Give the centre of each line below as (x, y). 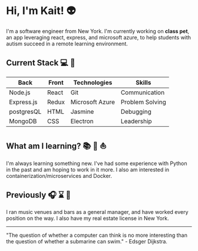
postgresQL (25, 111)
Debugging (136, 111)
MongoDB (23, 121)
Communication (143, 93)
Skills (143, 82)
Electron (82, 121)
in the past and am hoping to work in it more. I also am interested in (88, 169)
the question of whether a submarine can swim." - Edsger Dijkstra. (87, 242)
